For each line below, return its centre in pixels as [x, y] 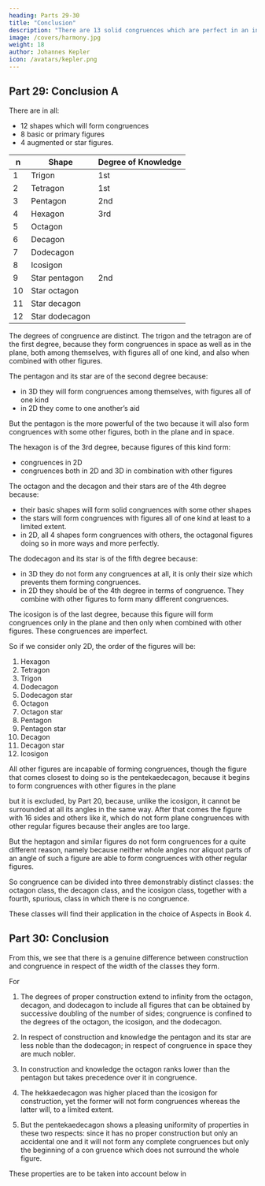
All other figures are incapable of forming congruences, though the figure [128, 769]
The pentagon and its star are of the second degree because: [109, 376]
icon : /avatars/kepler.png [53, 60]
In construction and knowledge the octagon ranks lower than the [125, 1069]
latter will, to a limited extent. [67, 1110]
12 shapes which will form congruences [85, 125]
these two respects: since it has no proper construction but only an [129, 1133]
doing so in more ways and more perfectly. [90, 543]
